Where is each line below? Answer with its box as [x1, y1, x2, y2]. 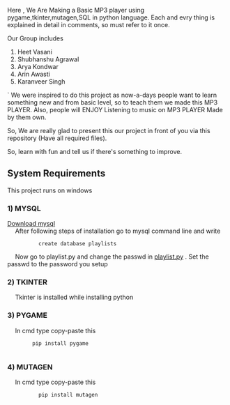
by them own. [7, 113, 47, 121]
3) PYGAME [7, 310, 47, 320]
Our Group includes [7, 34, 64, 43]
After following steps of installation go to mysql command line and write [15, 227, 221, 236]
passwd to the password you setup [7, 260, 108, 268]
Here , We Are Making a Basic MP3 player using [7, 6, 145, 14]
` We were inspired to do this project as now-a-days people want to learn [7, 91, 217, 99]
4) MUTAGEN [7, 362, 53, 372]
